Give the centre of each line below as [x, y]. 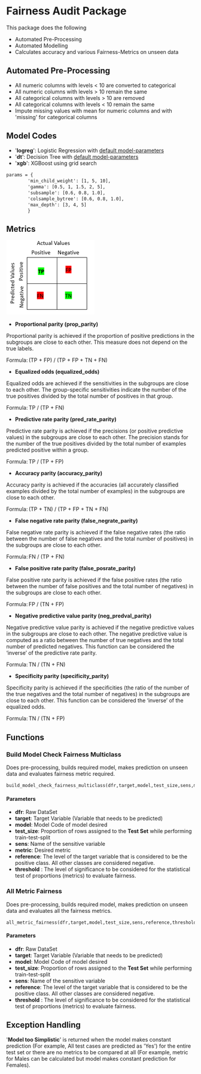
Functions [25, 737]
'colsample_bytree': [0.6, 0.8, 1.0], [76, 199]
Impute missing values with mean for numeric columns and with [93, 111]
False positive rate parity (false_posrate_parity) [75, 568]
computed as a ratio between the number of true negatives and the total [95, 640]
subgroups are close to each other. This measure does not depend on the [97, 342]
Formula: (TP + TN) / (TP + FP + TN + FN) [57, 509]
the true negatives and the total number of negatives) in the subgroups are [98, 694]
